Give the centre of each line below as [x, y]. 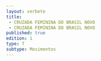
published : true [26, 33]
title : [14, 17]
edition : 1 [19, 38]
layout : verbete [26, 11]
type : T [15, 44]
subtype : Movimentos [31, 49]
